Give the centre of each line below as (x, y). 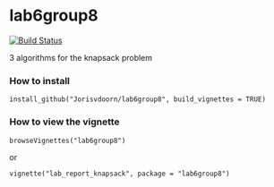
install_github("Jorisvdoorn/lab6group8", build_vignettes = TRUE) (138, 99)
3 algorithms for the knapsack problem (81, 57)
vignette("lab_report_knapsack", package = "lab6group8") (120, 174)
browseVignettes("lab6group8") (68, 140)
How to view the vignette (64, 122)
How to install (39, 81)
